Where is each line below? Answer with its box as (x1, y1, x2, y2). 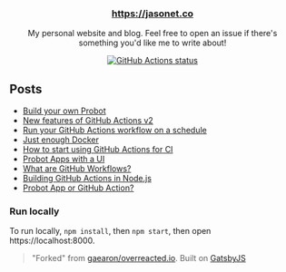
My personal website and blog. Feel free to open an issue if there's (27, 28, 278, 39)
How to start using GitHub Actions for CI (22, 144, 173, 155)
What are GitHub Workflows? (22, 163, 132, 174)
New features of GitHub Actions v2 (22, 115, 154, 126)
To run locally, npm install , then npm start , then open (9, 226, 212, 237)
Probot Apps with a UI (22, 153, 105, 165)
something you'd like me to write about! (78, 37, 227, 48)
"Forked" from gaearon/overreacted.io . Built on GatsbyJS (31, 253, 247, 264)
